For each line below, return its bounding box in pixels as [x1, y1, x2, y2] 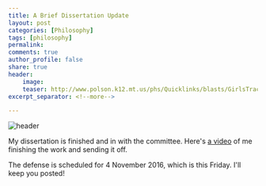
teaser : [22, 85, 47, 93]
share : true [8, 63, 47, 71]
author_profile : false [8, 56, 83, 64]
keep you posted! [8, 169, 65, 178]
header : [8, 70, 34, 78]
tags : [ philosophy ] [8, 33, 73, 42]
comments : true [8, 48, 59, 56]
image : [22, 78, 44, 85]
